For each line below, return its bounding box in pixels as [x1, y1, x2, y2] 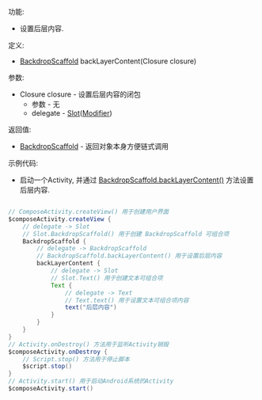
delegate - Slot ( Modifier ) [31, 109, 112, 117]
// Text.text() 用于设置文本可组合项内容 [64, 296, 189, 304]
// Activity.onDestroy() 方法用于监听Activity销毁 [8, 340, 169, 349]
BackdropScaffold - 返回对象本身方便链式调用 [19, 142, 169, 150]
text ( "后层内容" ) [64, 303, 117, 311]
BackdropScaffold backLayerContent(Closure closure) [19, 56, 197, 66]
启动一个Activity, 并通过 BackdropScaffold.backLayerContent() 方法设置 [19, 175, 254, 185]
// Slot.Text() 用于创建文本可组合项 [50, 274, 164, 282]
